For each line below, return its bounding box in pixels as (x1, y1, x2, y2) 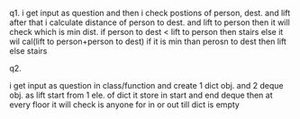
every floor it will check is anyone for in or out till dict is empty (9, 99, 241, 110)
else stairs (9, 46, 48, 56)
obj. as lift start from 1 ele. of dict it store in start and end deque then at (9, 89, 273, 100)
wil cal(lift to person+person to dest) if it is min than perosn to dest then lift (9, 36, 286, 47)
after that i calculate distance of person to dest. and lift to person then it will (9, 17, 290, 28)
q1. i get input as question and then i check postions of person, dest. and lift (9, 8, 291, 18)
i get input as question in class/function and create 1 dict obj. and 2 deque (9, 81, 284, 90)
